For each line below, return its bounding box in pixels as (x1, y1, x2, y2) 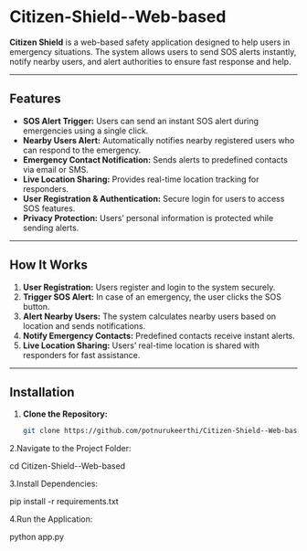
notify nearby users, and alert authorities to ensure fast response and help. (9, 56, 291, 67)
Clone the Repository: (22, 408, 108, 419)
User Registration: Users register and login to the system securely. (22, 281, 276, 292)
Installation (9, 384, 75, 399)
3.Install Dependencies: (9, 478, 99, 490)
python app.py (9, 532, 65, 543)
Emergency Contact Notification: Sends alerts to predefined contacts (22, 154, 288, 165)
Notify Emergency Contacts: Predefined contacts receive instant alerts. (22, 330, 295, 341)
